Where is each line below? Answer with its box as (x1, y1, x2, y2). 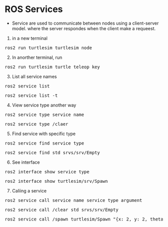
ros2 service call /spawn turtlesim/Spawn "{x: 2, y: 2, (5, 216, 148, 222)
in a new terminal (12, 35, 48, 41)
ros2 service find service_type (5, 140, 84, 146)
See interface (12, 159, 40, 165)
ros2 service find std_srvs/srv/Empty (5, 150, 100, 155)
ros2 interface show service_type (5, 169, 90, 174)
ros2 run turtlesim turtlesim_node (5, 45, 92, 51)
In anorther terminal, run (12, 54, 63, 60)
